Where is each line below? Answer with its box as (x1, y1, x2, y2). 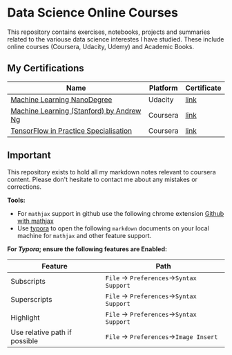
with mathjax (17, 217, 54, 225)
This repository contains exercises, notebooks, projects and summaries (7, 28, 211, 36)
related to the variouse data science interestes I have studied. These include (7, 35, 224, 43)
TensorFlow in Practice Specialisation (10, 126, 133, 136)
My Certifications (7, 62, 84, 74)
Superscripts (10, 294, 52, 304)
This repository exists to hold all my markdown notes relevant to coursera (7, 167, 216, 176)
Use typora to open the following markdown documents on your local (17, 224, 209, 233)
